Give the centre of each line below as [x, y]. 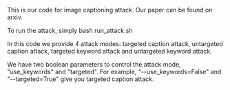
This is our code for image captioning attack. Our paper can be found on [110, 10]
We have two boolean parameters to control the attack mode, [94, 64]
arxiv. [15, 17]
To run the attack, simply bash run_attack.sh [70, 31]
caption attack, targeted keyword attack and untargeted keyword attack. [109, 51]
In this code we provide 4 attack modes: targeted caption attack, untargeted [115, 44]
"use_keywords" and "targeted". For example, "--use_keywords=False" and [114, 72]
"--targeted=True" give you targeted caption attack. [81, 79]
